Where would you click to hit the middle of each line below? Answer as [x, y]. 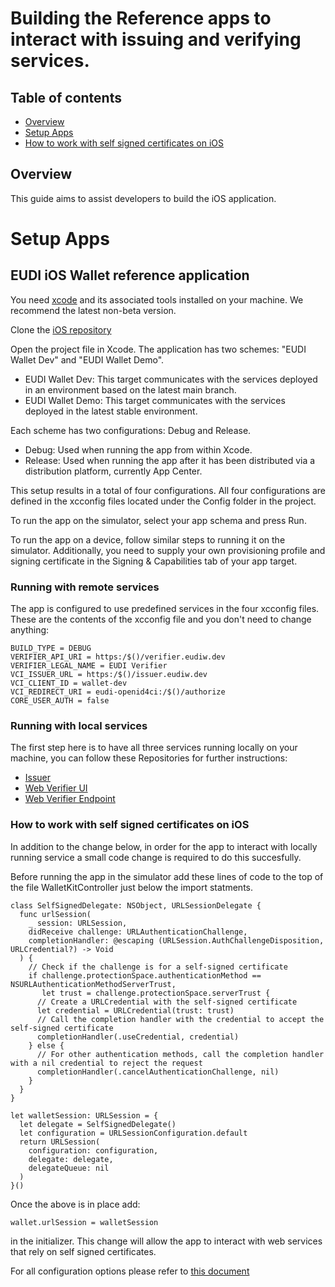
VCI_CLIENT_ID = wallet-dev [69, 683]
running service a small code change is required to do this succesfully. [156, 857]
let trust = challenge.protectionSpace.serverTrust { [156, 993]
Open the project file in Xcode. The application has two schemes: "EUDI [158, 349]
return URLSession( [60, 1142]
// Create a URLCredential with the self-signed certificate [167, 1002]
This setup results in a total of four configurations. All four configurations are [168, 490]
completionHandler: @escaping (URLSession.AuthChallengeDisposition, [176, 940]
